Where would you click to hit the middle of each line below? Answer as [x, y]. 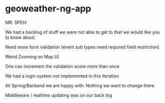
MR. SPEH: [16, 22]
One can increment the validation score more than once [62, 66]
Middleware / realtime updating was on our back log [59, 95]
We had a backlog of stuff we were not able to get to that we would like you [83, 32]
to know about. [20, 37]
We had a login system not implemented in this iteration [62, 76]
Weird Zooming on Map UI [32, 56]
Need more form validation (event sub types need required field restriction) [82, 47]
